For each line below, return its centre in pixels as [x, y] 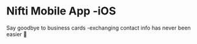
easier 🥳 [17, 34]
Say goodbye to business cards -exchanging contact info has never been [98, 28]
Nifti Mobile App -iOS [61, 11]
